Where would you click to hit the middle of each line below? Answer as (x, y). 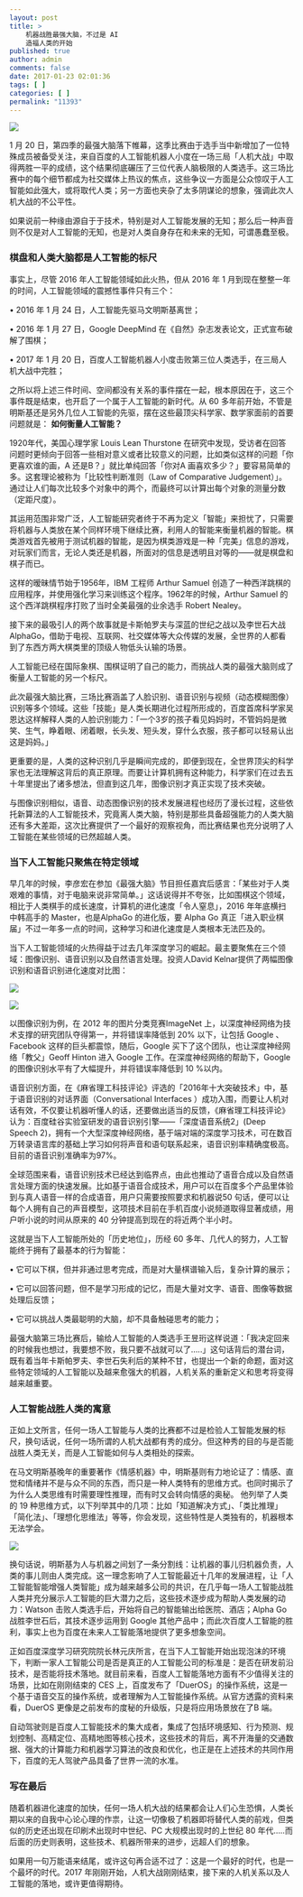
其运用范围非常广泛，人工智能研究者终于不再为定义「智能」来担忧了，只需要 (151, 518)
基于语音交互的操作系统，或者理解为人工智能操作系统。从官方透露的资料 (151, 1697)
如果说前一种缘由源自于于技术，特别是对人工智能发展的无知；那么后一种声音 (151, 221)
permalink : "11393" (46, 102)
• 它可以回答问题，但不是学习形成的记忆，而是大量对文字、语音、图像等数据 (151, 1288)
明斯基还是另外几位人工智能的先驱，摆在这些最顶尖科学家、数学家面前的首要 (151, 412)
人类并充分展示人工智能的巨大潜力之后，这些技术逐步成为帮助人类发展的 (143, 1598)
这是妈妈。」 (31, 742)
